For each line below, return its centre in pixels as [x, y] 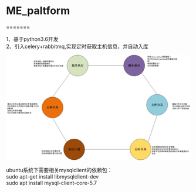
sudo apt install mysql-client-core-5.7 [52, 183]
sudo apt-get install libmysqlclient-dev [53, 177]
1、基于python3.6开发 [32, 39]
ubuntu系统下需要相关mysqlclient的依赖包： [59, 170]
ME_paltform [38, 11]
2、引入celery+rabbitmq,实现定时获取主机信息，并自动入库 [77, 46]
